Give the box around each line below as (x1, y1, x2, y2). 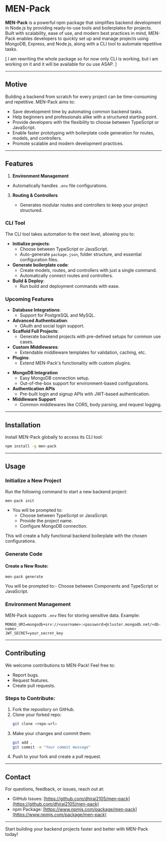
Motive (5, 80, 27, 89)
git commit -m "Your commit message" (12, 745, 91, 750)
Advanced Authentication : (12, 318, 69, 324)
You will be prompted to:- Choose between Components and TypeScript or (5, 583, 159, 589)
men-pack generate (5, 574, 43, 579)
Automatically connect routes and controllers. (19, 272, 113, 278)
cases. (19, 339, 34, 345)
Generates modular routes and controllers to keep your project (19, 202, 148, 208)
